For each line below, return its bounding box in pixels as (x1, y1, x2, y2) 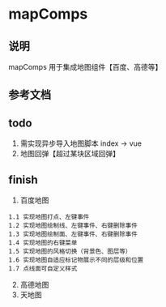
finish (8, 173, 38, 186)
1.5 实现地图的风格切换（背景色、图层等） (8, 248, 132, 256)
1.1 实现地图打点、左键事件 (8, 213, 90, 221)
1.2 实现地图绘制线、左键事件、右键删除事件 (8, 222, 138, 230)
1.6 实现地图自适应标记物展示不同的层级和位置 (8, 256, 144, 264)
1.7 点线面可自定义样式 (8, 265, 78, 273)
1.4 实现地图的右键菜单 (8, 239, 78, 247)
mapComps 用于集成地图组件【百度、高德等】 (8, 62, 163, 71)
